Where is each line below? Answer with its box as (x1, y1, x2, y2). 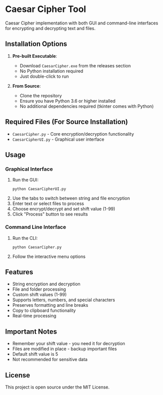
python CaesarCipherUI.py (12, 187, 66, 192)
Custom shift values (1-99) (12, 292, 67, 298)
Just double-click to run (19, 73, 69, 79)
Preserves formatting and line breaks (12, 302, 88, 308)
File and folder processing (12, 286, 66, 292)
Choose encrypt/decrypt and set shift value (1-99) (12, 206, 115, 212)
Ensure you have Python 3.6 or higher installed (19, 98, 116, 104)
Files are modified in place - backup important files (12, 346, 117, 352)
